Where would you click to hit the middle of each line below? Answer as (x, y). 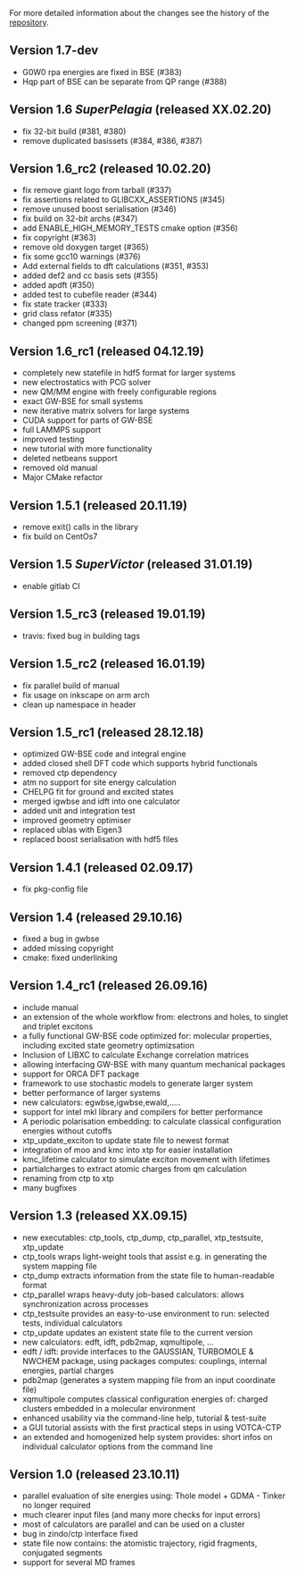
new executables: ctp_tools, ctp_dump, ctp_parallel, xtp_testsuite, (143, 1237)
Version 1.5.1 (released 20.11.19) (99, 506)
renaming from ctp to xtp (68, 1178)
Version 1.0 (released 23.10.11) (95, 1474)
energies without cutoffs (67, 1131)
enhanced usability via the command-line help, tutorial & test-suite (144, 1418)
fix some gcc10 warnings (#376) (81, 257)
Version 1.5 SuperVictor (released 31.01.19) (131, 565)
